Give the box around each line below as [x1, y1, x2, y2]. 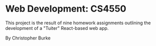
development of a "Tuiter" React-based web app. [5, 25, 109, 31]
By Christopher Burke [5, 35, 51, 41]
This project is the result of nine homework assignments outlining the [5, 20, 151, 26]
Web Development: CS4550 [5, 3, 126, 15]
